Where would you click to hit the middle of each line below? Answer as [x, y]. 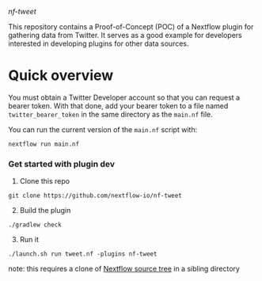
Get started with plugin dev [62, 164]
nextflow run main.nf [44, 144]
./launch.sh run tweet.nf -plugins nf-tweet [83, 254]
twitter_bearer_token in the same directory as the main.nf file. [110, 114]
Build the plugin [45, 211]
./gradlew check [35, 225]
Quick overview [61, 76]
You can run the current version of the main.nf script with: [103, 129]
